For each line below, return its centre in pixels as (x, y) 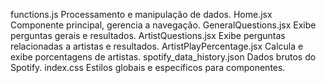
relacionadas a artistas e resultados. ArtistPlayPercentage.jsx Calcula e (157, 46)
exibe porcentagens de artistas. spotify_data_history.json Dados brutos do (163, 57)
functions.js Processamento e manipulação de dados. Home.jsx (141, 14)
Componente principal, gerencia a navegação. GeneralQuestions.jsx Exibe (163, 25)
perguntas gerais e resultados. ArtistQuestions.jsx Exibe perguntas (148, 35)
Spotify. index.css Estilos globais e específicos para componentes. (148, 67)
